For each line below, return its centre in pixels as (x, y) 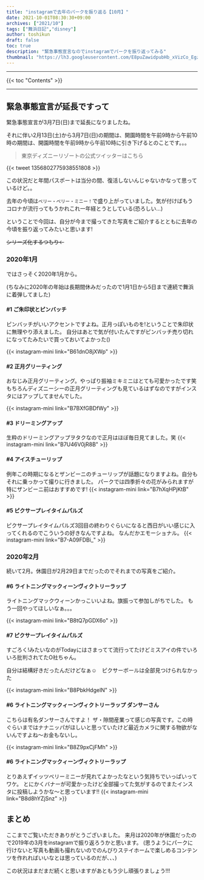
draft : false (23, 40)
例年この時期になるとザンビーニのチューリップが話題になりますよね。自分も (102, 474)
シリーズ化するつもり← (36, 242)
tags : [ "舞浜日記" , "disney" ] (41, 29)
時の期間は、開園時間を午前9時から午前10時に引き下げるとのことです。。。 (98, 143)
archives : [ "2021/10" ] (35, 23)
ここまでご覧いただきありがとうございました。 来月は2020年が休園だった (99, 835)
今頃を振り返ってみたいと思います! (49, 229)
